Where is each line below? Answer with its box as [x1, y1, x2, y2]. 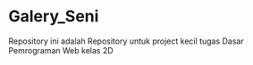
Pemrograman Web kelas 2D [8, 45, 114, 55]
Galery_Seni [8, 6, 99, 27]
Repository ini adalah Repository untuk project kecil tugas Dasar [8, 36, 244, 46]
